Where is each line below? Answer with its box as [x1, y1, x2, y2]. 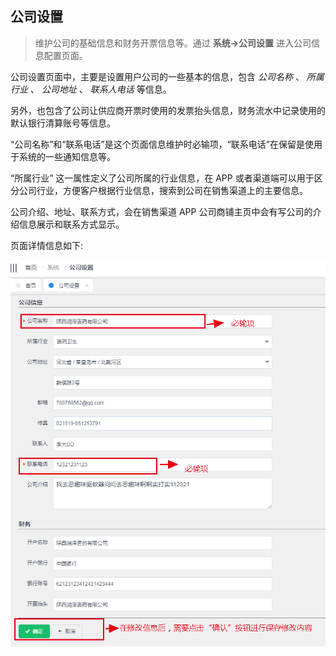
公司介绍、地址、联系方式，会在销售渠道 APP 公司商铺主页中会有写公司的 [10, 205, 313, 217]
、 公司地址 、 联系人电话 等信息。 [29, 83, 172, 95]
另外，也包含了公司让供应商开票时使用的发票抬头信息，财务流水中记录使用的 [10, 104, 326, 116]
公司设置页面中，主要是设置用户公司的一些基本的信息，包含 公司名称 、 [10, 70, 305, 82]
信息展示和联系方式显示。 [18, 218, 125, 230]
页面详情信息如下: [10, 239, 84, 251]
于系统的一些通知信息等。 [10, 150, 116, 162]
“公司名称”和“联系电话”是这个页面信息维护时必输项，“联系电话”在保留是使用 [10, 138, 323, 150]
